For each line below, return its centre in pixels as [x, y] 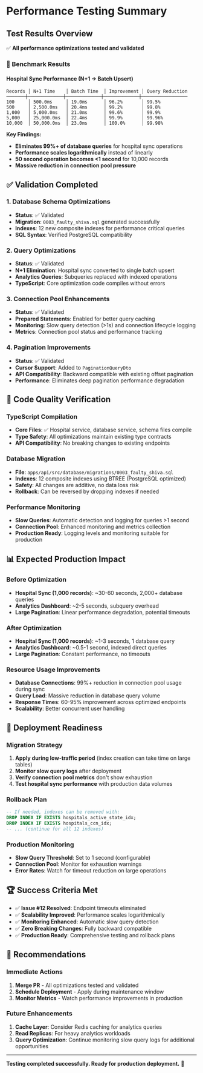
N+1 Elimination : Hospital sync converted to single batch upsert [95, 270]
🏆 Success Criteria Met [52, 890]
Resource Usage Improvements [53, 669]
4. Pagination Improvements [49, 348]
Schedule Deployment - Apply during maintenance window [89, 991]
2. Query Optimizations [41, 250]
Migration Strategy [34, 745]
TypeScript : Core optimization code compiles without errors [90, 284]
